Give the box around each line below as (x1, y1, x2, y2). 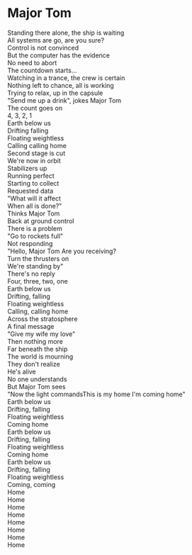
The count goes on (7, 103, 63, 112)
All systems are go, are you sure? (7, 35, 105, 44)
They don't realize (7, 359, 60, 368)
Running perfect (7, 172, 55, 180)
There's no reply (7, 269, 55, 278)
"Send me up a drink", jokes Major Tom (7, 96, 122, 104)
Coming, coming (7, 480, 56, 488)
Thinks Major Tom (7, 209, 60, 218)
